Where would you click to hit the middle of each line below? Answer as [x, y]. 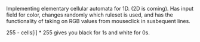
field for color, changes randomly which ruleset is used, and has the [90, 15]
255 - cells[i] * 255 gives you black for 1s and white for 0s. [78, 33]
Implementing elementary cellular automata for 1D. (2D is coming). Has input [100, 9]
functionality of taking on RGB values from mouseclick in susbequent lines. [99, 21]
